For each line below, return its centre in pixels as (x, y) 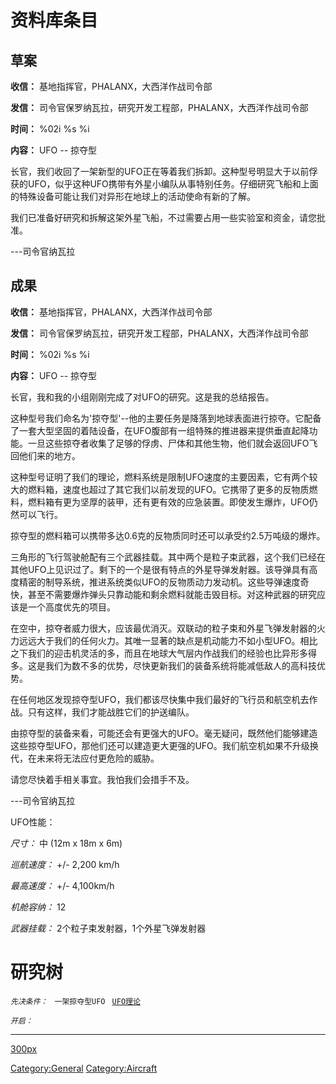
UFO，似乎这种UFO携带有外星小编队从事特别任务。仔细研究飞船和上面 (173, 184)
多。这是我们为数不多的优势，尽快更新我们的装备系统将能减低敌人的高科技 (163, 665)
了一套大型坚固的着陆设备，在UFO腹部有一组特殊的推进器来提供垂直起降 (160, 430)
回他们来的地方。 (45, 455)
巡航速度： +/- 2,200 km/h (65, 864)
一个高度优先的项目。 (71, 607)
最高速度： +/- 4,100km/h (62, 885)
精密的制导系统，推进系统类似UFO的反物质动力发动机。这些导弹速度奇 (164, 582)
